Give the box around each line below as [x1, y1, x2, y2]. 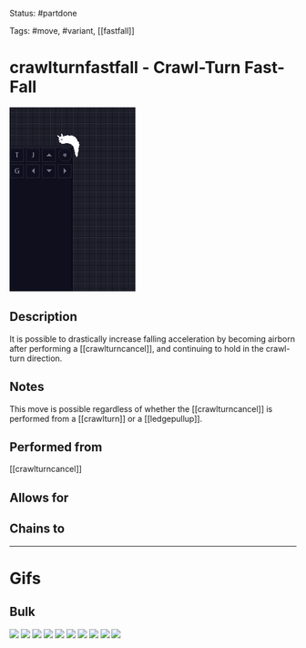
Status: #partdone [9, 8, 77, 18]
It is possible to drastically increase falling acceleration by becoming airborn [9, 333, 296, 345]
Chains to [9, 521, 66, 537]
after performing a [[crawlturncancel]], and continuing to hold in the [9, 343, 264, 354]
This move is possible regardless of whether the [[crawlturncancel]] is [9, 403, 273, 414]
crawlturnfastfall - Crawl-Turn [9, 57, 241, 78]
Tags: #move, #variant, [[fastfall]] [9, 26, 135, 36]
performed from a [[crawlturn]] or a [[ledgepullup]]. [9, 413, 203, 424]
